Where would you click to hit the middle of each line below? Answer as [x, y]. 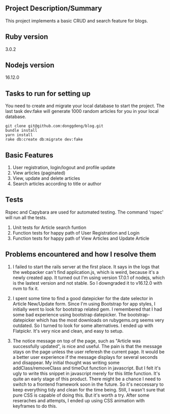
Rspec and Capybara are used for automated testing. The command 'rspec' [84, 212]
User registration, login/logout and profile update [64, 168]
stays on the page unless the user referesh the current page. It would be [89, 352]
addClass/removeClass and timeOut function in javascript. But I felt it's [87, 368]
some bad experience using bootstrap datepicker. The [69, 314]
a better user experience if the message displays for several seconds [85, 357]
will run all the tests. [26, 217]
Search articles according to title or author [57, 184]
